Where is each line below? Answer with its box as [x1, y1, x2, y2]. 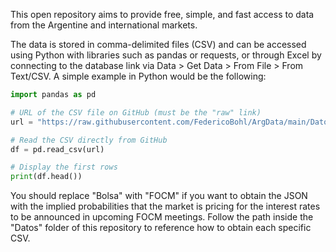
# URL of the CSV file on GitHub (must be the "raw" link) [10, 107, 262, 118]
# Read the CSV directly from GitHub [10, 135, 168, 145]
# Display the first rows [10, 162, 118, 173]
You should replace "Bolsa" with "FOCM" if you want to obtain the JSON [10, 190, 308, 202]
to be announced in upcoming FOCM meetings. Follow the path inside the [10, 211, 314, 223]
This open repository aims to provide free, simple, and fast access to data [10, 9, 315, 20]
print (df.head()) [10, 172, 83, 182]
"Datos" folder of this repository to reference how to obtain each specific [10, 222, 312, 234]
